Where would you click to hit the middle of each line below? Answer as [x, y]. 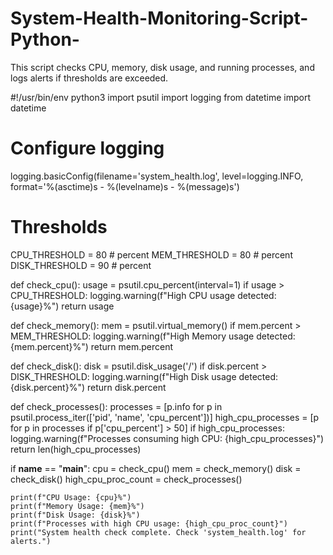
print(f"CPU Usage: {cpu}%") [71, 497]
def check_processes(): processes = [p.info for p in [116, 406]
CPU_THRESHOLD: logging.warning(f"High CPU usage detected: [143, 295]
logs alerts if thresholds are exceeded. [89, 78]
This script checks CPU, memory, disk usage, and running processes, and [162, 67]
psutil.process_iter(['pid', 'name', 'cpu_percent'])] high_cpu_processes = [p [165, 417]
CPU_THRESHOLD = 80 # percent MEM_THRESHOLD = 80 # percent [151, 254]
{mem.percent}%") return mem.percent [92, 346]
